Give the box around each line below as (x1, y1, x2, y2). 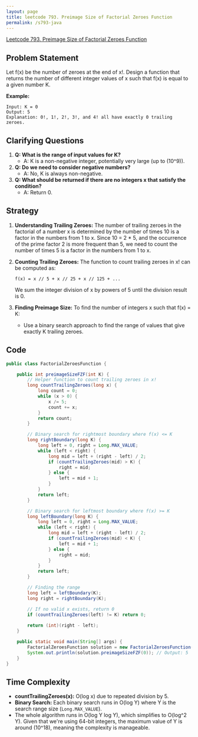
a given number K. (6, 81, 51, 89)
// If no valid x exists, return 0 (27, 606, 115, 612)
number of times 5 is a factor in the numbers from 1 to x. (14, 246, 151, 254)
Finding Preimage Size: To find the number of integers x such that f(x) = (14, 304, 192, 311)
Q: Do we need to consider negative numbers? (14, 164, 131, 171)
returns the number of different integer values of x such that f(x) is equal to (6, 75, 189, 82)
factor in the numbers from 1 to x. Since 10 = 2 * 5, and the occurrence (14, 234, 187, 241)
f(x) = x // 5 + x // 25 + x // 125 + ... (14, 276, 121, 282)
